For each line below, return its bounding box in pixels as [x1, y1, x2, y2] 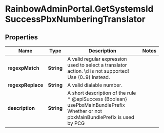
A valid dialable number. [67, 82, 123, 88]
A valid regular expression [67, 56, 127, 62]
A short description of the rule [67, 90, 136, 96]
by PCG [67, 120, 85, 127]
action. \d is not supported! [67, 68, 129, 74]
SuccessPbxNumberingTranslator [5, 14, 145, 25]
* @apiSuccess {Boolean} [67, 96, 127, 102]
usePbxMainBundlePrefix [67, 102, 125, 108]
